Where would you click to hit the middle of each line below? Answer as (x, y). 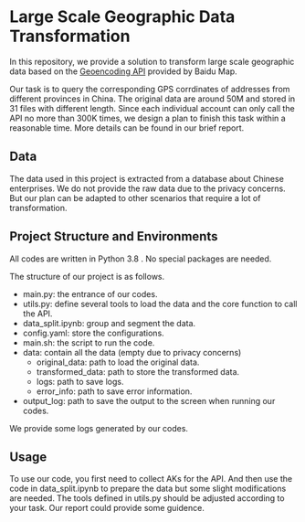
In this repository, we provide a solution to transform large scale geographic (152, 61)
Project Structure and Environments (114, 236)
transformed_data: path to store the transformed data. (138, 371)
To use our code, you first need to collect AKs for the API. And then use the (151, 479)
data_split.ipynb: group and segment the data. (109, 323)
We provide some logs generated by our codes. (99, 428)
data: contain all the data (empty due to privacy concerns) (132, 352)
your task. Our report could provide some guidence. (107, 508)
